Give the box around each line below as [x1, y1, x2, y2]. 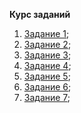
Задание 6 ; [23, 81, 72, 93]
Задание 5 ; [23, 70, 71, 82]
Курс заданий [9, 9, 71, 20]
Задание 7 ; [23, 92, 71, 103]
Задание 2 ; [23, 39, 72, 50]
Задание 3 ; [23, 49, 72, 61]
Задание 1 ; [23, 28, 70, 39]
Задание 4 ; [23, 60, 72, 71]
